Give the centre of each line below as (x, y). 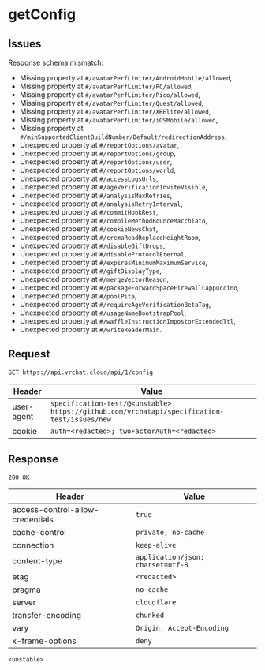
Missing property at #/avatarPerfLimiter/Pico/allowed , (110, 95)
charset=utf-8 (162, 565)
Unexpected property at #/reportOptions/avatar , (99, 145)
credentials (33, 519)
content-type (37, 560)
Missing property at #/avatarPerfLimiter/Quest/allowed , (112, 103)
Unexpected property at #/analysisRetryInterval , (101, 204)
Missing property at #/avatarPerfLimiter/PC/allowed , (106, 86)
